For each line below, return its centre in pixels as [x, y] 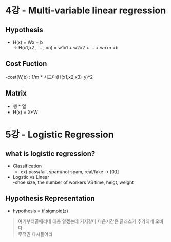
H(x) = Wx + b [28, 42]
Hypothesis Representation [50, 199]
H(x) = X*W [25, 112]
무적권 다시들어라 [35, 234]
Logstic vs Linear [31, 177]
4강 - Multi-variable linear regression [86, 11]
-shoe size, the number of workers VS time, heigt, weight [73, 182]
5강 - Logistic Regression [60, 134]
